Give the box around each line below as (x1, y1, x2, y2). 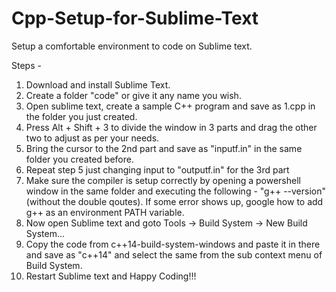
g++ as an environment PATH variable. (25, 206, 185, 218)
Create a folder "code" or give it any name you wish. (25, 89, 242, 101)
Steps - (11, 59, 42, 71)
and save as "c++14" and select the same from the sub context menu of (25, 248, 323, 261)
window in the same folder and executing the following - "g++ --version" (25, 185, 327, 197)
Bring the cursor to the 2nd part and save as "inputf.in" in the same (25, 142, 303, 154)
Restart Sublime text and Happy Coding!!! (25, 270, 197, 282)
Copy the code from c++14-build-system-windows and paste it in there (25, 238, 321, 250)
